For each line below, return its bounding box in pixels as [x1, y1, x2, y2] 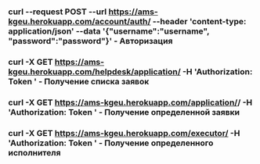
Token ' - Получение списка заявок [8, 76, 150, 87]
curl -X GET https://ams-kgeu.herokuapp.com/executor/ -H [8, 127, 240, 138]
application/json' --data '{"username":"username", [8, 26, 210, 37]
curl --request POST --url [8, 6, 107, 17]
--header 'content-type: [152, 16, 247, 27]
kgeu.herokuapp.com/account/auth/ [8, 16, 151, 27]
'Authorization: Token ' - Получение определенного [8, 137, 214, 148]
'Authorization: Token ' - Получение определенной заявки [8, 106, 240, 117]
